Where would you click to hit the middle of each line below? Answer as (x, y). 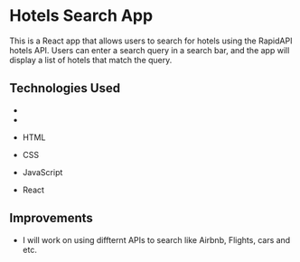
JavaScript (42, 172)
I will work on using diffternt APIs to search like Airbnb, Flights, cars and (156, 239)
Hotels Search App (81, 16)
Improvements (51, 218)
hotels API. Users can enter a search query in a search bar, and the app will (150, 50)
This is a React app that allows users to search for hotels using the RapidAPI (151, 41)
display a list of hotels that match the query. (91, 60)
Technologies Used (65, 88)
